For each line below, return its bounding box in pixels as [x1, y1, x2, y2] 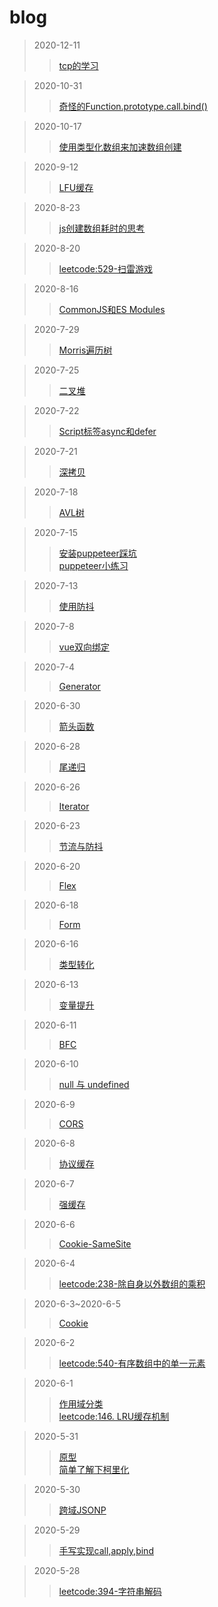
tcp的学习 [58, 59, 99, 71]
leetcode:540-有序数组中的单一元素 [58, 1357, 206, 1369]
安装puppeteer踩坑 [58, 547, 137, 559]
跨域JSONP [58, 1504, 107, 1516]
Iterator [58, 800, 90, 812]
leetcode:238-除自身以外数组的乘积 [58, 1277, 206, 1290]
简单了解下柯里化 [58, 1463, 130, 1475]
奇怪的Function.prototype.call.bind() [58, 100, 208, 112]
